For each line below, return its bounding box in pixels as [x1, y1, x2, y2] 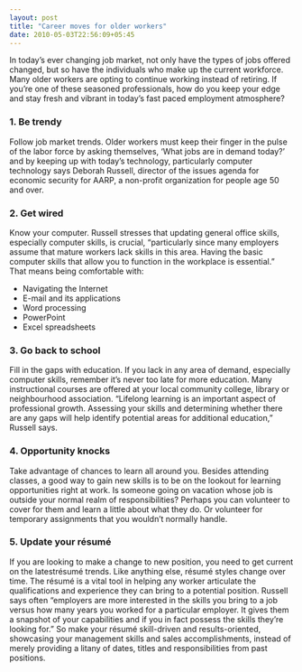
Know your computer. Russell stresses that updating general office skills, [9, 227, 279, 238]
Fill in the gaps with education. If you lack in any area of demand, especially [9, 365, 291, 376]
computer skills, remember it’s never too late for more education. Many [9, 374, 272, 385]
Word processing [22, 302, 87, 313]
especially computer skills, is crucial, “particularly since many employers [9, 237, 279, 247]
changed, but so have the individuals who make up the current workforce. [9, 64, 284, 75]
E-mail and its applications [22, 293, 122, 303]
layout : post [9, 13, 59, 23]
